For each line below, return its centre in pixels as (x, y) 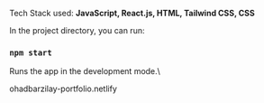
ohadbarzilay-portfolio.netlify (63, 89)
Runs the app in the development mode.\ (85, 71)
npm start (31, 52)
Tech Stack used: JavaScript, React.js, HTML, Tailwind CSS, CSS (132, 13)
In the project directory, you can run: (77, 30)
